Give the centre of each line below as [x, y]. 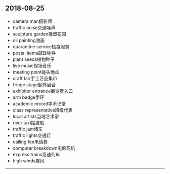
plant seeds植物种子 [34, 59]
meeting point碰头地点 [36, 72]
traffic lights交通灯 [32, 135]
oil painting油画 [28, 40]
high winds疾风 [28, 161]
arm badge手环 [28, 97]
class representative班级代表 [42, 110]
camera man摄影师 [32, 21]
